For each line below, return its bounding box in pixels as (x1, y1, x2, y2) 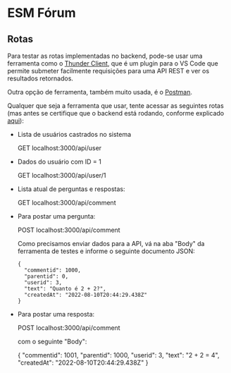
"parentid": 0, (24, 273, 69, 280)
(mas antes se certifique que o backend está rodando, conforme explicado (7, 109, 224, 117)
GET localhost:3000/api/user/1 (17, 171, 106, 179)
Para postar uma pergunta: (17, 212, 96, 220)
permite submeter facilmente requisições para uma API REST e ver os (7, 67, 210, 75)
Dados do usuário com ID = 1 (17, 157, 102, 166)
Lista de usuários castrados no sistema (17, 130, 132, 138)
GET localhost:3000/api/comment (17, 199, 116, 207)
